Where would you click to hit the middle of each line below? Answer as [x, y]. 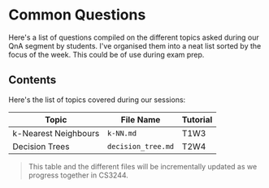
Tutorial [197, 119]
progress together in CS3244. [78, 175]
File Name [141, 119]
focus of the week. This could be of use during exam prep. [106, 54]
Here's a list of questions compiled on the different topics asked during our [134, 37]
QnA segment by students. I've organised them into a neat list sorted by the [135, 45]
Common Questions [77, 15]
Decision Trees [41, 146]
